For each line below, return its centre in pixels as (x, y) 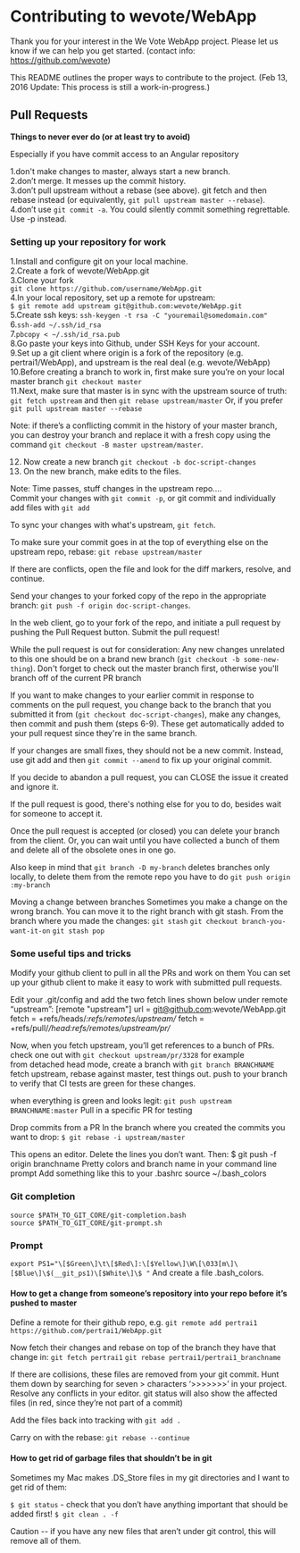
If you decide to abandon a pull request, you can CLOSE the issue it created (150, 777)
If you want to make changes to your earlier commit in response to (132, 695)
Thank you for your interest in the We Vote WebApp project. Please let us (145, 41)
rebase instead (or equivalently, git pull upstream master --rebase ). (138, 199)
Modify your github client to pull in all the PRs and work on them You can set (150, 973)
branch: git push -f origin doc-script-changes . (100, 606)
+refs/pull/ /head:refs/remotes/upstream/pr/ (90, 1028)
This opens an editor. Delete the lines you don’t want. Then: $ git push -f (143, 1154)
